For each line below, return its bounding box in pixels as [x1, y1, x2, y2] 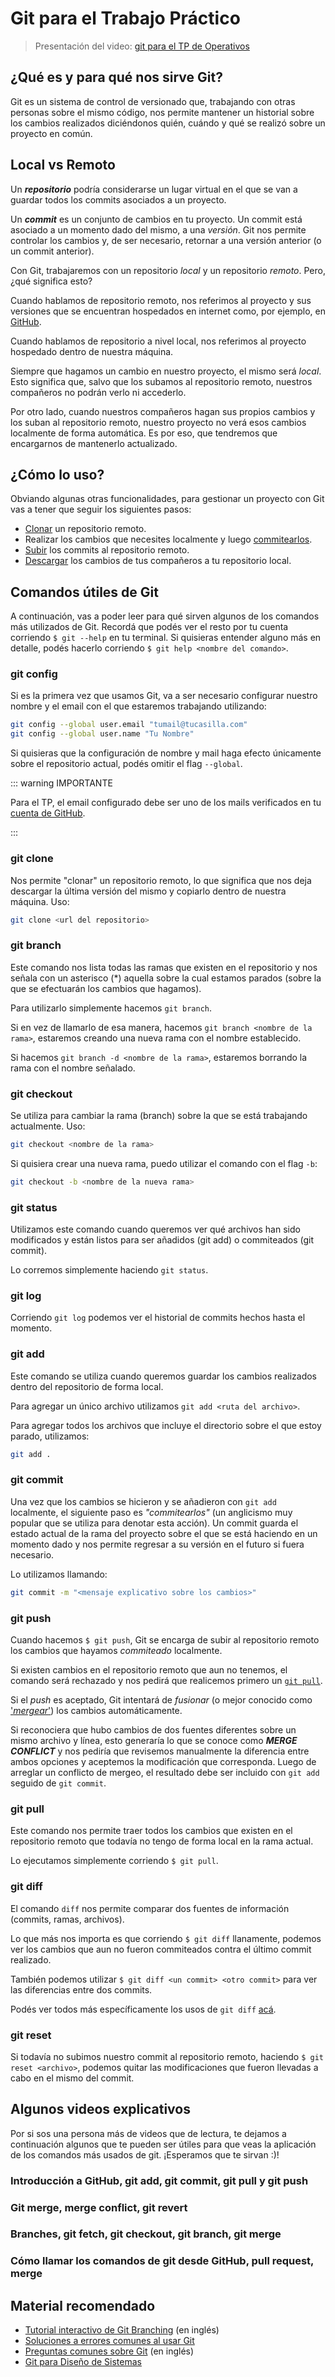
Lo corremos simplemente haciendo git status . [10, 1264, 209, 1276]
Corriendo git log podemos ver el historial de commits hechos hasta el [10, 1312, 306, 1324]
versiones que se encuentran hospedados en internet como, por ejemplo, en [10, 305, 327, 317]
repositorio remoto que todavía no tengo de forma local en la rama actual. [10, 1835, 314, 1847]
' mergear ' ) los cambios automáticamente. [10, 1704, 183, 1716]
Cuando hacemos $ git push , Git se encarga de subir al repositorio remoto [10, 1633, 320, 1646]
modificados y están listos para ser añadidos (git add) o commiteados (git [10, 1234, 315, 1246]
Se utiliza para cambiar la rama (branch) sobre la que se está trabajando [10, 1110, 308, 1121]
